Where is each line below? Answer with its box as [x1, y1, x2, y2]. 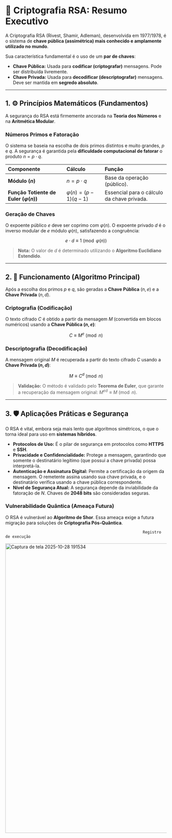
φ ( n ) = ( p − [66, 189, 94, 196]
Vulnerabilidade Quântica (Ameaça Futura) [5, 503, 114, 510]
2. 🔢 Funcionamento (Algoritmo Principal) [5, 272, 140, 281]
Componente [8, 166, 40, 173]
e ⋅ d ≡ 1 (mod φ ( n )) [65, 238, 107, 244]
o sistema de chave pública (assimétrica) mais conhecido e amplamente [5, 38, 162, 44]
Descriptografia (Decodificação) [5, 345, 88, 352]
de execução [5, 534, 31, 539]
